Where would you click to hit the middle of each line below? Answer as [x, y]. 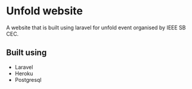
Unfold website [45, 11]
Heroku [24, 73]
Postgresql [28, 79]
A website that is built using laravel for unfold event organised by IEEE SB [96, 27]
